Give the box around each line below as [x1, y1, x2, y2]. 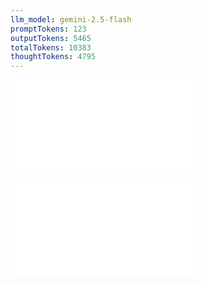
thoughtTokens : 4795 [10, 52, 97, 62]
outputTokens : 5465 [10, 33, 92, 43]
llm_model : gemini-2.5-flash [10, 14, 132, 25]
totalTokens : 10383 [10, 42, 92, 53]
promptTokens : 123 [10, 24, 87, 34]
